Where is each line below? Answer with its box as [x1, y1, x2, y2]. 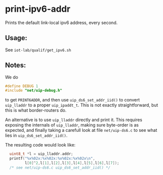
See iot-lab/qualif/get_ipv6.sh [5, 47, 71, 52]
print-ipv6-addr [5, 3, 70, 15]
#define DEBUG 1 [5, 83, 38, 89]
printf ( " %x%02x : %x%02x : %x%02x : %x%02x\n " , [9, 156, 95, 161]
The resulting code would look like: [5, 142, 76, 148]
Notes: [5, 61, 26, 70]
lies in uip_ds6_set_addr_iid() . [5, 132, 68, 138]
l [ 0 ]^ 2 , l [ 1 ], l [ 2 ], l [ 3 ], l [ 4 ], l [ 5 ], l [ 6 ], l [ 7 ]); [24, 161, 119, 166]
